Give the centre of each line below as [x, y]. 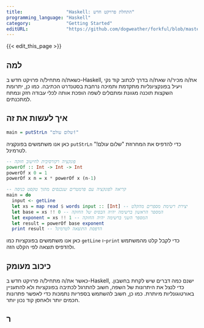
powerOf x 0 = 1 [27, 173]
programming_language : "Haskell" [49, 18]
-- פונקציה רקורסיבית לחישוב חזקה [41, 162]
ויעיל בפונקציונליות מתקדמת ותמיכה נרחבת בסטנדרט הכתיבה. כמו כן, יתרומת [94, 86]
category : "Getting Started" [59, 23]
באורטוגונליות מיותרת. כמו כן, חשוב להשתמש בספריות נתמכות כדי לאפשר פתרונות [100, 294]
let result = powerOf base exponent [58, 223]
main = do [19, 195]
